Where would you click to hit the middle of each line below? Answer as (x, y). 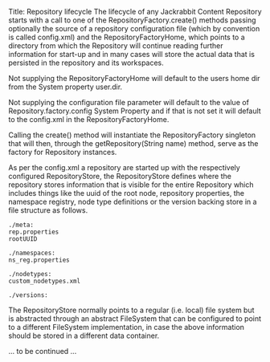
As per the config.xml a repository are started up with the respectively (125, 167)
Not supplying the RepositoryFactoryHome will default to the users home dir (134, 78)
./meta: (21, 225)
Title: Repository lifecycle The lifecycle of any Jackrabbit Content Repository (135, 12)
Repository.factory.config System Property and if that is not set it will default (135, 111)
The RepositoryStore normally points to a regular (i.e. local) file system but (131, 310)
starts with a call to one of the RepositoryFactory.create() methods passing (132, 20)
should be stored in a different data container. (84, 336)
